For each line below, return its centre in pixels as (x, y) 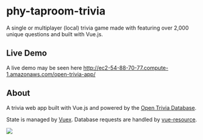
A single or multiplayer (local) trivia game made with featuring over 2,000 (98, 28)
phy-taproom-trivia (56, 11)
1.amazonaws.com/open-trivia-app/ (51, 74)
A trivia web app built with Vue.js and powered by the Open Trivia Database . (101, 107)
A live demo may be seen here (44, 68)
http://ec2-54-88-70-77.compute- (126, 68)
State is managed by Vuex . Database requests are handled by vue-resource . (102, 119)
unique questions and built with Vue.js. (55, 34)
